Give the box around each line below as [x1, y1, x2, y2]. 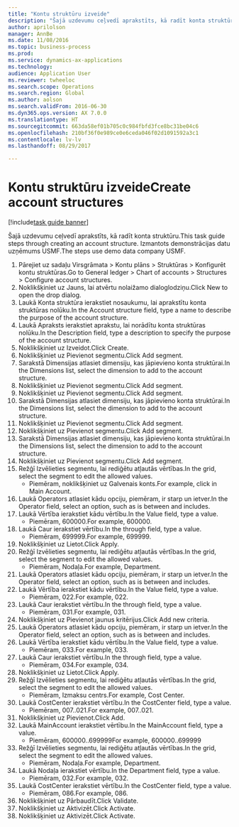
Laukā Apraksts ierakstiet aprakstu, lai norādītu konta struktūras [18, 321, 206, 330]
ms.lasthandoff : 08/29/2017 [8, 143, 91, 150]
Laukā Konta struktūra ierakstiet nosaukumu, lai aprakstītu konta [18, 298, 206, 307]
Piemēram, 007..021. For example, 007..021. [28, 706, 154, 715]
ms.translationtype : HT [8, 116, 79, 123]
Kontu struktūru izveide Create [8, 179, 191, 195]
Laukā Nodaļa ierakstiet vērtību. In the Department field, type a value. [18, 767, 221, 775]
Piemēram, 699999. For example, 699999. [28, 532, 152, 541]
